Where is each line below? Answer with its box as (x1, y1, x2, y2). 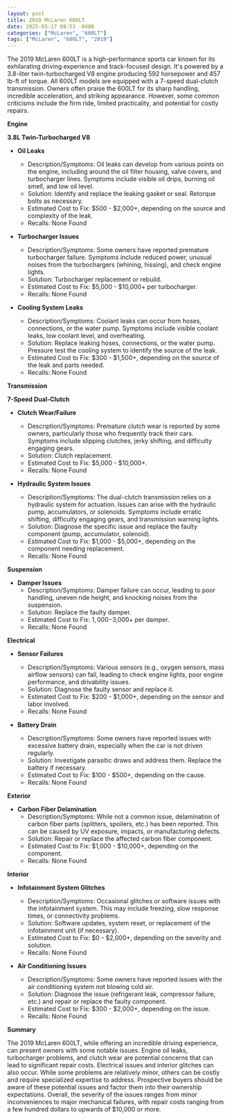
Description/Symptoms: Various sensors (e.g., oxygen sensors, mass (27, 663, 225, 672)
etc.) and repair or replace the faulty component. (27, 997, 168, 1006)
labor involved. (27, 700, 71, 709)
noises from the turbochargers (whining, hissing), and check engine (27, 260, 222, 269)
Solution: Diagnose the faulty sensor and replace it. (27, 685, 175, 693)
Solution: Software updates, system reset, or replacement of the (27, 919, 211, 927)
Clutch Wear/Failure (17, 409, 77, 417)
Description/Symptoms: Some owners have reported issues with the (27, 975, 222, 984)
